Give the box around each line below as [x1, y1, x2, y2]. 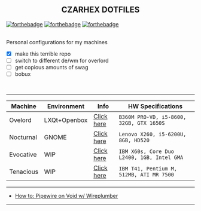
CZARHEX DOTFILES [61, 5, 140, 15]
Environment [47, 102, 85, 111]
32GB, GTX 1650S [118, 120, 165, 127]
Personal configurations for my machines [6, 38, 108, 45]
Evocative [9, 151, 37, 159]
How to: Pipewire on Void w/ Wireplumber [14, 192, 118, 200]
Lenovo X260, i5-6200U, [118, 131, 187, 138]
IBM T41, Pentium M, [118, 166, 178, 172]
